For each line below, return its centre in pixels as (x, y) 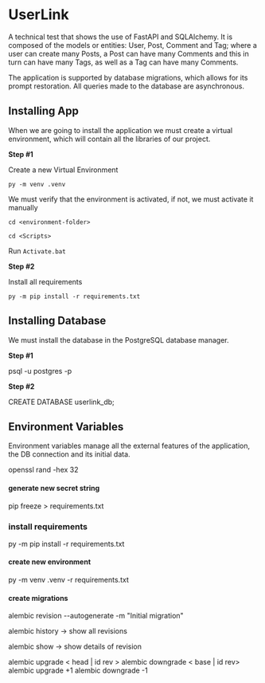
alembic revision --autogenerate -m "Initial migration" (96, 616)
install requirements (48, 526)
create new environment (50, 562)
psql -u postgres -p (40, 371)
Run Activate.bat (37, 251)
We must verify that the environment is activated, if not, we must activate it (131, 199)
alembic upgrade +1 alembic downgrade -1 (78, 670)
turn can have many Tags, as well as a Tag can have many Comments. (123, 62)
